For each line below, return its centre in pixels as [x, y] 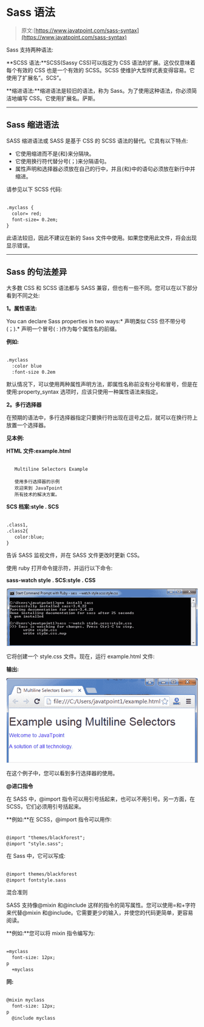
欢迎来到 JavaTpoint [38, 488]
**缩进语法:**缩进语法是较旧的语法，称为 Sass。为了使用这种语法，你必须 [99, 90]
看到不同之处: [23, 295]
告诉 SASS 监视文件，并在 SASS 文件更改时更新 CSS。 [75, 555]
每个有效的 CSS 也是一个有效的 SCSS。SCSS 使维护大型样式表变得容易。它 [101, 70]
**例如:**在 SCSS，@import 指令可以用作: [59, 819]
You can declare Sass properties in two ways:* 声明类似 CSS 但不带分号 [96, 321]
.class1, [17, 525]
